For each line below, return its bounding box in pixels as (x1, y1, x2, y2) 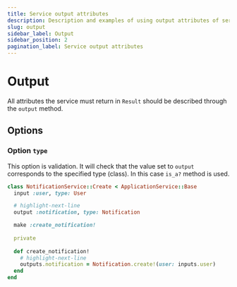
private (13, 234, 37, 242)
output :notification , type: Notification (13, 209, 140, 216)
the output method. (7, 104, 63, 113)
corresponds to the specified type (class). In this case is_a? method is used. (7, 169, 230, 178)
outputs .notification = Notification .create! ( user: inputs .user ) (20, 261, 217, 268)
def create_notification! (13, 248, 90, 255)
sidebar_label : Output (7, 30, 74, 37)
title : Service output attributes (7, 10, 109, 18)
